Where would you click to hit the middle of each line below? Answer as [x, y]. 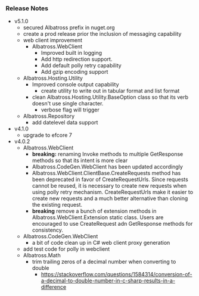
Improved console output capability [76, 85]
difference [54, 287]
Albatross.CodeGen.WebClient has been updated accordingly [107, 167]
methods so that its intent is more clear [80, 161]
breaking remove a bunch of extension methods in [94, 211]
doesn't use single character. [68, 104]
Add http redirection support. [77, 59]
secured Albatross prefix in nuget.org [69, 27]
